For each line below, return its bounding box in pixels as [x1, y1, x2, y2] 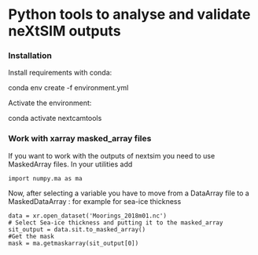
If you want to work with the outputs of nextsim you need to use [8, 151, 216, 160]
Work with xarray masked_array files [8, 133, 152, 144]
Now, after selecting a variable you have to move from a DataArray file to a [8, 188, 249, 198]
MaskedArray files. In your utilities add [8, 159, 133, 169]
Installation [8, 50, 53, 61]
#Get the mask [8, 232, 55, 240]
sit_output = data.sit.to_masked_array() [8, 225, 146, 233]
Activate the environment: [8, 98, 92, 107]
